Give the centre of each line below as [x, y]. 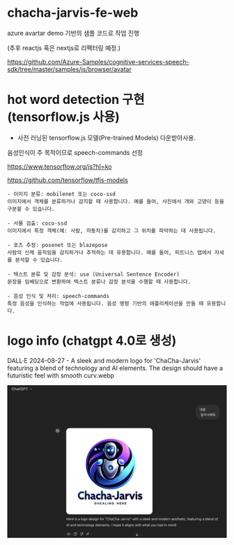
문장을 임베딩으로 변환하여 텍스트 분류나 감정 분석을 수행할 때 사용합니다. [99, 282]
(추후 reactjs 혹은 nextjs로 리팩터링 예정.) [64, 47]
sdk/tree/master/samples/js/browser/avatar [70, 69]
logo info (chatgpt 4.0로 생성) [92, 341]
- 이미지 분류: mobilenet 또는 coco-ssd [62, 194]
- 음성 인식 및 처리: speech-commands [58, 296]
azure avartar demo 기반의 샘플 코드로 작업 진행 [73, 33]
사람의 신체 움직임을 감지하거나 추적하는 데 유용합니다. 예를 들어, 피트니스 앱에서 [109, 253]
